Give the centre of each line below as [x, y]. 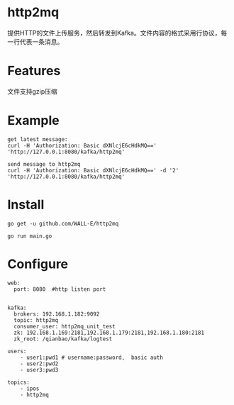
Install [26, 205]
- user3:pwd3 [39, 370]
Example [33, 121]
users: [17, 351]
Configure [38, 264]
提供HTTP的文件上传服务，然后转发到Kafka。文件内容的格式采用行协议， [114, 33]
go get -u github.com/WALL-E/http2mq [63, 223]
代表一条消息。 [41, 41]
